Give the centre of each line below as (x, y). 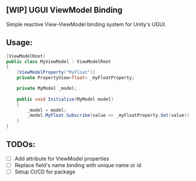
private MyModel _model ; (47, 88)
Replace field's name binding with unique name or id (78, 165)
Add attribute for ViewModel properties (62, 158)
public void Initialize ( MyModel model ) (65, 99)
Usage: (20, 43)
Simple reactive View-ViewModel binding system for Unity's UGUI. (86, 24)
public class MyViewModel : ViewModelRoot (59, 61)
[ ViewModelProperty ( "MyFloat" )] (56, 72)
